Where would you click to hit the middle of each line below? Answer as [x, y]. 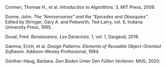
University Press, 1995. [28, 27]
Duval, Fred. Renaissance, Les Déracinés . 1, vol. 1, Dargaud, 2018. [72, 37]
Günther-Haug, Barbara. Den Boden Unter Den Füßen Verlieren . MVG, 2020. [83, 61]
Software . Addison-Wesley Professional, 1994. [53, 52]
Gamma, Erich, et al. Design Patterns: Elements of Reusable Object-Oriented [83, 46]
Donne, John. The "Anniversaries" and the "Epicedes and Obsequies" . [77, 17]
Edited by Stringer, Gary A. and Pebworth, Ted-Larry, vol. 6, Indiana [74, 22]
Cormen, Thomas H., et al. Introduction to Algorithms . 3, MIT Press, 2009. [81, 7]
